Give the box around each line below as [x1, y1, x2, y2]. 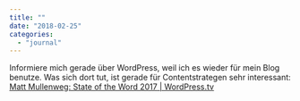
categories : [9, 29, 54, 38]
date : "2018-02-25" [9, 21, 82, 30]
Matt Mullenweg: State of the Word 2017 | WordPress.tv [9, 81, 215, 92]
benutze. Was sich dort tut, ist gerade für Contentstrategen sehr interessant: [9, 72, 291, 83]
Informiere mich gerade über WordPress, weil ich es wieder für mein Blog [9, 63, 280, 73]
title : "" [9, 13, 47, 22]
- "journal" [17, 38, 63, 47]
